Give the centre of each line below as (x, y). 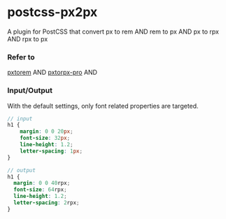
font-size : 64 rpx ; (41, 190)
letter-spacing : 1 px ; (51, 151)
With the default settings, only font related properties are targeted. (103, 106)
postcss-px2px (52, 12)
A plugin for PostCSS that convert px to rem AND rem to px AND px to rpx (113, 31)
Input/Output (30, 90)
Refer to (21, 57)
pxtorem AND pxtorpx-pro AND (52, 72)
